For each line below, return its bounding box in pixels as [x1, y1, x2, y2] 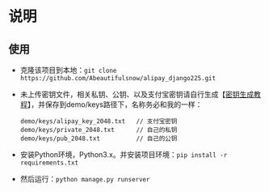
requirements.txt [19, 159, 79, 167]
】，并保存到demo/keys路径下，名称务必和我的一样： [27, 100, 203, 109]
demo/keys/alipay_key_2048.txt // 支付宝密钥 [19, 117, 178, 126]
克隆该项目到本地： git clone [19, 66, 117, 75]
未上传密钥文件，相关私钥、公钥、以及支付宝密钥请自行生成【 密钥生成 [19, 90, 254, 99]
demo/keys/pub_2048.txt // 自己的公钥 [19, 134, 178, 143]
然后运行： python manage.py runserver [19, 174, 150, 183]
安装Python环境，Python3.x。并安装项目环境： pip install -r [19, 150, 228, 159]
